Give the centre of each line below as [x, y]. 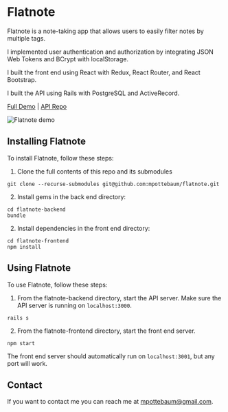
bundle [16, 215]
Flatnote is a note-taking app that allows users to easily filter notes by [105, 31]
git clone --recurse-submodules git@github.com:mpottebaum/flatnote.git [113, 184]
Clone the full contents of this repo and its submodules [95, 171]
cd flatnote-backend [37, 209]
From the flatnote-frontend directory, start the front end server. [106, 331]
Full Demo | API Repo [37, 106]
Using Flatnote [39, 268]
